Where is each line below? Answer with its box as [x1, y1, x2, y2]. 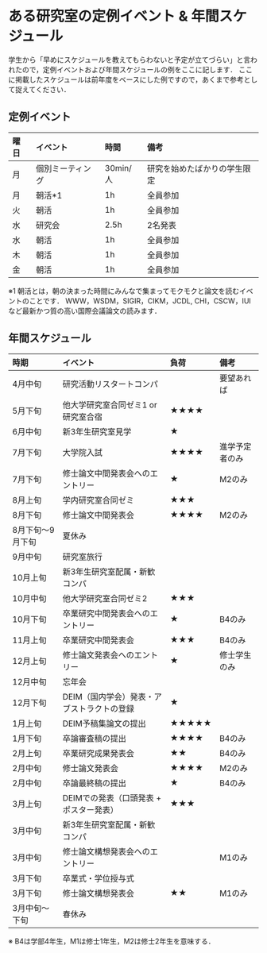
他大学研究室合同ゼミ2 [62, 592, 148, 604]
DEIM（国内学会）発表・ [62, 691, 155, 702]
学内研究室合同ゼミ [62, 494, 135, 505]
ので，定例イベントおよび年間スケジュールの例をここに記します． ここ [21, 64, 253, 74]
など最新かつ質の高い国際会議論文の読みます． [8, 306, 161, 315]
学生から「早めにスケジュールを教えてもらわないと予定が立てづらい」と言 [8, 55, 251, 64]
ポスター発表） [62, 804, 119, 815]
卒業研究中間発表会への [62, 608, 151, 619]
